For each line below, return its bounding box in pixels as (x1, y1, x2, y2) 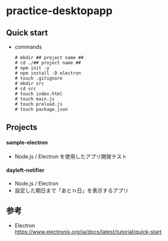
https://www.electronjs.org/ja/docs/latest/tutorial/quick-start (14, 228, 162, 235)
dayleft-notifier (6, 167, 45, 174)
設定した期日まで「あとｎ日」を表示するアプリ (14, 187, 129, 194)
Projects (6, 122, 38, 132)
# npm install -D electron (14, 70, 81, 76)
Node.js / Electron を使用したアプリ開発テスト (14, 152, 127, 160)
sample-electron (6, 139, 48, 146)
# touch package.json (14, 106, 68, 112)
